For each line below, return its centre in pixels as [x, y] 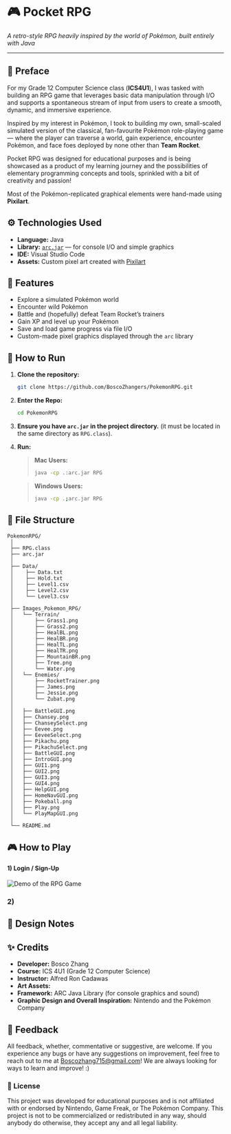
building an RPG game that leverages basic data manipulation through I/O [111, 95]
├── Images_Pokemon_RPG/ [45, 608]
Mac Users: [51, 460]
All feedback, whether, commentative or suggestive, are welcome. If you [110, 1046]
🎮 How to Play [39, 847]
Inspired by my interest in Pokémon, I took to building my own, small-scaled [114, 123]
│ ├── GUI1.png [35, 765]
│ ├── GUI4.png [35, 783]
